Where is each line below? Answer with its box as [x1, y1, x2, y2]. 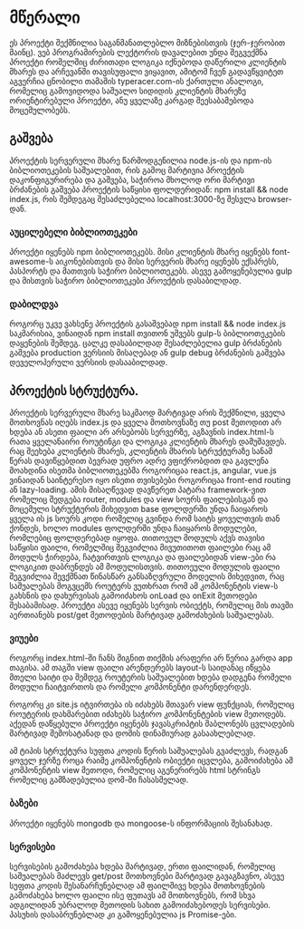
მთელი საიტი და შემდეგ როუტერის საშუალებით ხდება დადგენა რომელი [9, 672, 292, 682]
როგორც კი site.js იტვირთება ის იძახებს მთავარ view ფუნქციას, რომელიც [9, 699, 295, 710]
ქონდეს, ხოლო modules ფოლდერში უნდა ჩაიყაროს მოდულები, [9, 523, 258, 534]
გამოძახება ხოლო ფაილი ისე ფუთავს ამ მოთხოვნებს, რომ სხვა [9, 890, 256, 901]
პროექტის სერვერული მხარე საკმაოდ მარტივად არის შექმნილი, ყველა [9, 407, 286, 419]
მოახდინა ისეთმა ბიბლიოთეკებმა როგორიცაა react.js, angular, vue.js [9, 465, 278, 476]
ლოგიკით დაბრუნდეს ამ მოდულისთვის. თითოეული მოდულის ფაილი [9, 561, 280, 573]
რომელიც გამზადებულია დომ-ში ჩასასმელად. [9, 774, 189, 786]
